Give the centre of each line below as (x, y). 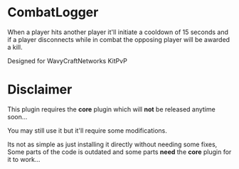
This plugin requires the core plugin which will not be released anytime (111, 109)
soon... (17, 116)
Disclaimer (40, 90)
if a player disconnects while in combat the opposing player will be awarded (118, 39)
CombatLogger (53, 12)
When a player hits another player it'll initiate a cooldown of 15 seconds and (118, 32)
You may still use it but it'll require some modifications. (87, 130)
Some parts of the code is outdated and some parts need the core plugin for (119, 152)
